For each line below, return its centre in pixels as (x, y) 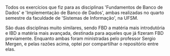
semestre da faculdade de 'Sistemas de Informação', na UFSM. (72, 18)
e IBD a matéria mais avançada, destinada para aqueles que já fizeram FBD (84, 33)
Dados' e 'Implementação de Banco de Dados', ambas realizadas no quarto (85, 13)
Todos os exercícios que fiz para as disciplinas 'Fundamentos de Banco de (84, 7)
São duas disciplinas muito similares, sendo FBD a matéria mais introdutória (85, 28)
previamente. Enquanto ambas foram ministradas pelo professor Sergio (81, 38)
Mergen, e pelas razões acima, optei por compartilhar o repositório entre (82, 44)
